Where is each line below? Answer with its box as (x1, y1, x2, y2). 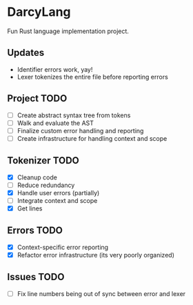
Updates (7, 47, 45, 59)
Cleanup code (17, 173, 57, 181)
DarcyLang (7, 4, 71, 20)
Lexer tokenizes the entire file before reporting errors (17, 72, 169, 81)
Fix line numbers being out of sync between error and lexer (17, 289, 186, 297)
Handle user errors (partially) (17, 188, 100, 197)
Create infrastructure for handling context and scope (17, 134, 167, 142)
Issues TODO (7, 271, 65, 283)
